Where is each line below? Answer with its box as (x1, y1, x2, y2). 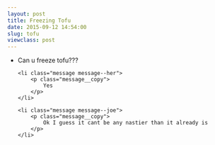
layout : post (7, 10, 46, 18)
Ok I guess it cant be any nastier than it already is (43, 120, 209, 127)
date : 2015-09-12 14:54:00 (7, 23, 87, 30)
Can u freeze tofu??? (17, 56, 79, 64)
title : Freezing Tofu (7, 17, 71, 24)
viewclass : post (7, 37, 55, 44)
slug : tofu (7, 30, 40, 37)
